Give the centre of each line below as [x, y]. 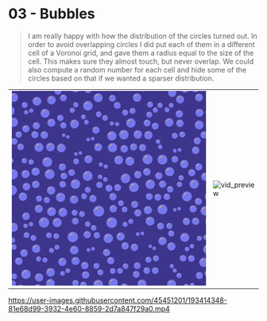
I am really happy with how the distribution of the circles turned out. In [143, 36]
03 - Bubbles [52, 14]
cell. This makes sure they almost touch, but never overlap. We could [141, 61]
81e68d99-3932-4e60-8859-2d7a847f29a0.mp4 [89, 309]
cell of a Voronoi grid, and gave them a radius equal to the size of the [141, 53]
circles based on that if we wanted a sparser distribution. [121, 78]
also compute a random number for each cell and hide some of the [137, 69]
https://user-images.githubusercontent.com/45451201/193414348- [118, 300]
